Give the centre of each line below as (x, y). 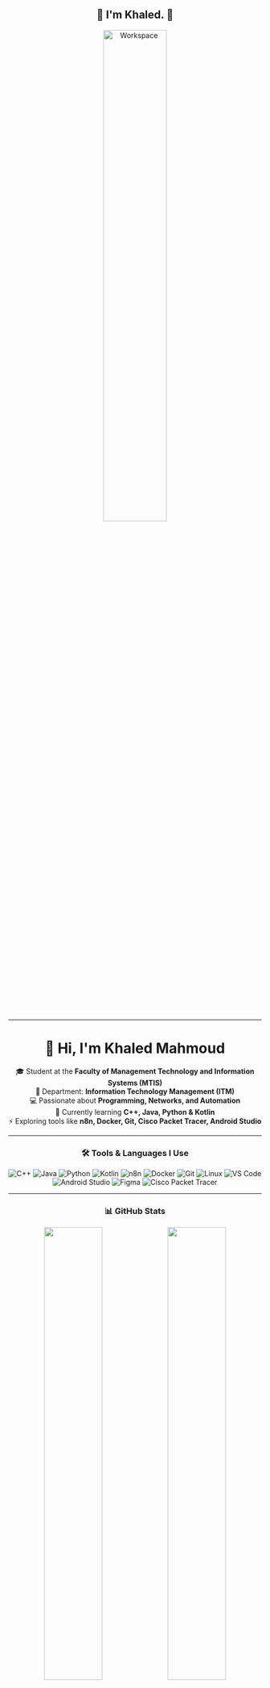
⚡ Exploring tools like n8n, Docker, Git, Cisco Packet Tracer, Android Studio (135, 1120)
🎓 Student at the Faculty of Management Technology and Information (135, 1071)
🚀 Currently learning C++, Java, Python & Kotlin (135, 1112)
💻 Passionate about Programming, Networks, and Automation (135, 1100)
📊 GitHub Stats (135, 1211)
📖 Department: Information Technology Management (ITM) (135, 1091)
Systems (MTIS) (135, 1083)
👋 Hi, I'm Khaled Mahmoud (135, 1048)
